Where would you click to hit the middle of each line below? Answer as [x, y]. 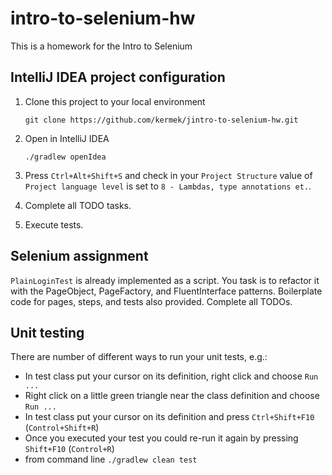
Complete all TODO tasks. [78, 205]
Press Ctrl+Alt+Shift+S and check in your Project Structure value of [168, 175]
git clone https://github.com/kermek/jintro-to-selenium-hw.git [161, 120]
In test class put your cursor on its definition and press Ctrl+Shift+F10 [169, 417]
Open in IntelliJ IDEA [67, 138]
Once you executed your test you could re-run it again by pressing [161, 438]
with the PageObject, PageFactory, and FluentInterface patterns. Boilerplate [166, 291]
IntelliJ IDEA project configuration [118, 77]
